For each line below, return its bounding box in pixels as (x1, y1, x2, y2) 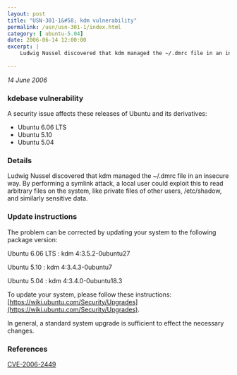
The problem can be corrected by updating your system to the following (7, 227, 217, 237)
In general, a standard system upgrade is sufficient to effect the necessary (7, 319, 224, 327)
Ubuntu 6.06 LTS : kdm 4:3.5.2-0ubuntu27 (7, 249, 130, 258)
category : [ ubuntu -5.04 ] (7, 30, 83, 37)
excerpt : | (7, 43, 39, 50)
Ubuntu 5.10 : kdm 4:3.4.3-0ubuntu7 (7, 263, 113, 271)
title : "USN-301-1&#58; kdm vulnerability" (7, 17, 138, 24)
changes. (7, 326, 35, 335)
